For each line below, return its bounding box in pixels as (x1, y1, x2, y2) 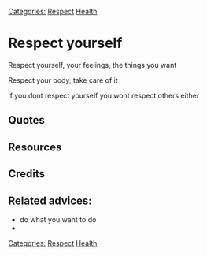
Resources (8, 140, 62, 154)
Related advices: (8, 194, 92, 207)
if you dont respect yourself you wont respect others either (8, 91, 200, 100)
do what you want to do (19, 214, 97, 224)
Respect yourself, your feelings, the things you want (8, 60, 177, 69)
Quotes (8, 113, 46, 127)
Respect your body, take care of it (8, 75, 118, 85)
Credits (8, 167, 46, 180)
